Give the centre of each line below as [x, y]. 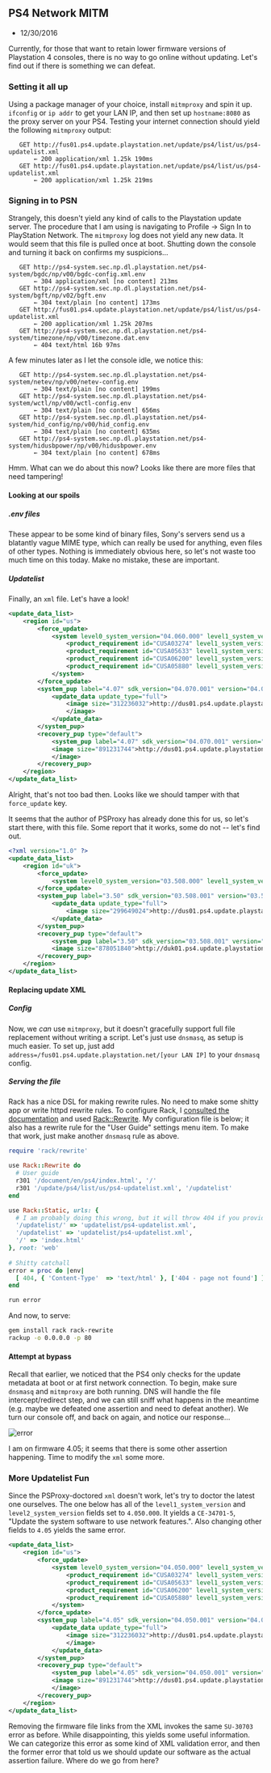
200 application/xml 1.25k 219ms [97, 180]
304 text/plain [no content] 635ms [100, 432]
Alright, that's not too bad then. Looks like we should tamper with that [124, 795]
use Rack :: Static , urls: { [54, 1210]
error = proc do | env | [46, 1270]
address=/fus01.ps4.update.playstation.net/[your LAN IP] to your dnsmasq [134, 1054]
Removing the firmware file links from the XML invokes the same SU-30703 [131, 1726]
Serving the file [35, 1082]
